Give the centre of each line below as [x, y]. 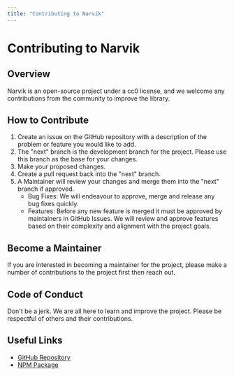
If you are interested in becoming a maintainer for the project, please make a [117, 265]
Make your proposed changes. [61, 167]
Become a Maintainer [54, 248]
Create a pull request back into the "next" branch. [89, 174]
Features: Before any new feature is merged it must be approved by [125, 211]
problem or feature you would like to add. [76, 145]
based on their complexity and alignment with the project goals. [119, 226]
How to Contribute [48, 121]
